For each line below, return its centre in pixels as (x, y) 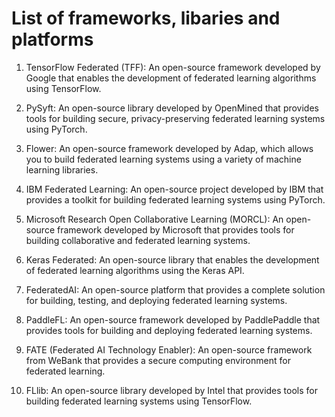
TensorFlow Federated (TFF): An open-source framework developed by (173, 67)
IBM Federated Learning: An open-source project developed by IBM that (174, 189)
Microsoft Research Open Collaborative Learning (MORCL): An (154, 219)
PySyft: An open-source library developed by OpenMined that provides (172, 108)
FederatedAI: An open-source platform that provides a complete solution (175, 289)
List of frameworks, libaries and (146, 18)
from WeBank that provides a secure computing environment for (158, 360)
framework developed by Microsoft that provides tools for (175, 229)
